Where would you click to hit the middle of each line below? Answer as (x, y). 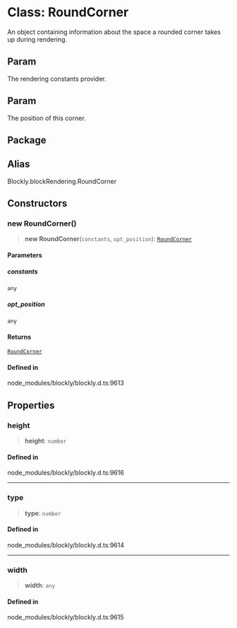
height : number (45, 441)
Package (27, 140)
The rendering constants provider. (57, 78)
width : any (39, 586)
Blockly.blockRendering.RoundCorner (62, 181)
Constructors (37, 203)
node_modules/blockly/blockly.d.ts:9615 (66, 617)
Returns (19, 337)
